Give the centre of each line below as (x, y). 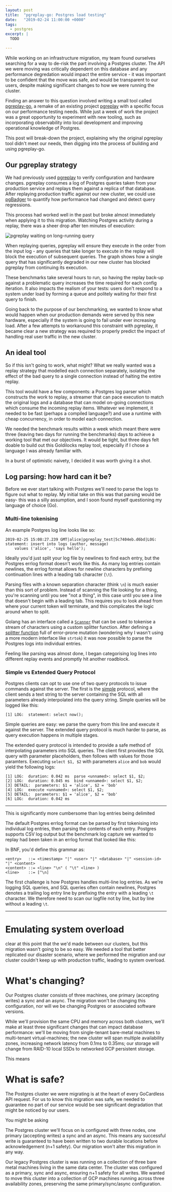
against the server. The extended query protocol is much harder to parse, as (86, 729)
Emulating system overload (65, 929)
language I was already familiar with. (44, 450)
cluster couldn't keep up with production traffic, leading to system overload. (85, 960)
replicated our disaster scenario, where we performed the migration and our (85, 954)
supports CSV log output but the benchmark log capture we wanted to (79, 834)
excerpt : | (17, 34)
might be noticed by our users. (38, 1110)
